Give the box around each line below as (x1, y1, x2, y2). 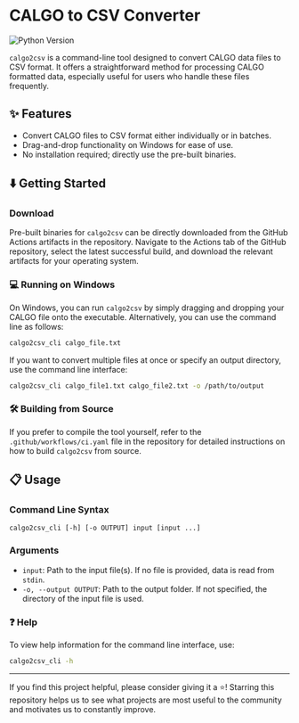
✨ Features (9, 106, 72, 121)
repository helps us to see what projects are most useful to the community (9, 694, 282, 705)
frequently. (9, 80, 49, 91)
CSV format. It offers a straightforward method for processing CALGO (9, 62, 264, 72)
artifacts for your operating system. (9, 256, 140, 267)
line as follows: (9, 321, 64, 332)
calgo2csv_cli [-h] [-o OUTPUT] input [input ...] (9, 523, 201, 533)
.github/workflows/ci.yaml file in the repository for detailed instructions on (9, 436, 286, 447)
